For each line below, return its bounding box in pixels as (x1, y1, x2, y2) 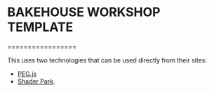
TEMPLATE (7, 19, 74, 35)
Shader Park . (17, 77, 55, 85)
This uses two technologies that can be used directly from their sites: (7, 55, 208, 64)
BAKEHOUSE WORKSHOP (7, 4, 161, 20)
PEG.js (17, 70, 37, 78)
